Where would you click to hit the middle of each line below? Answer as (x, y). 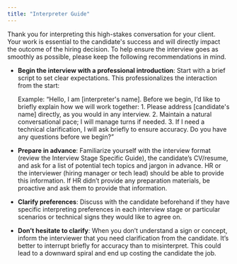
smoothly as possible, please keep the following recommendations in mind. (117, 57)
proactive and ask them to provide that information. (92, 188)
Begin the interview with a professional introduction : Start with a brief (121, 70)
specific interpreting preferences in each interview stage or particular (119, 209)
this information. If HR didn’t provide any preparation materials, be (114, 180)
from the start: (39, 85)
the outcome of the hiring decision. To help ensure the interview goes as (113, 49)
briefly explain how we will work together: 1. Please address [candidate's (123, 106)
